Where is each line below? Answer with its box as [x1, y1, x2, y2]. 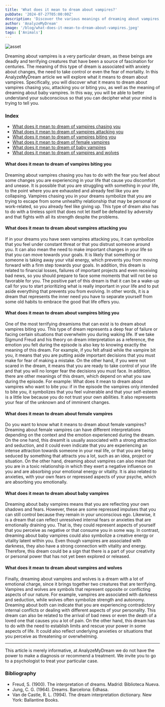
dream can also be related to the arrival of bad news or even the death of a [5, 612, 157, 618]
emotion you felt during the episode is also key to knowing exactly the [5, 341, 147, 347]
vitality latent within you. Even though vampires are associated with [5, 538, 141, 544]
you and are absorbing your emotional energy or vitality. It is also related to [5, 468, 157, 475]
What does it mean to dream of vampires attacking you [12, 129, 124, 135]
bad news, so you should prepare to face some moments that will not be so [5, 273, 158, 278]
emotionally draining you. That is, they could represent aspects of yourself [5, 522, 156, 528]
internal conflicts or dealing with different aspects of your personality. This [5, 607, 156, 613]
